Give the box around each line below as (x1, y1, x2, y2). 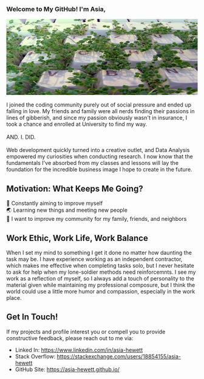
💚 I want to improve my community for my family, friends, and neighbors (6, 215, 187, 223)
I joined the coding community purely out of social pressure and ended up (6, 101, 191, 108)
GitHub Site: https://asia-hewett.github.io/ (15, 366, 120, 373)
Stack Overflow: (15, 352, 56, 360)
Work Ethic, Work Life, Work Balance (6, 233, 149, 243)
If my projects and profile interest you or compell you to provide (6, 328, 166, 335)
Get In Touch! (6, 312, 58, 322)
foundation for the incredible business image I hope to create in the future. (6, 166, 192, 173)
